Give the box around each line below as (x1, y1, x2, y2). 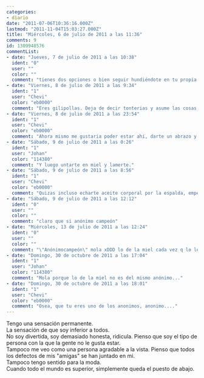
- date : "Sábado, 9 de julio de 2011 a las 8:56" (6, 167, 135, 173)
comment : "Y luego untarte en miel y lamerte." (12, 162, 135, 168)
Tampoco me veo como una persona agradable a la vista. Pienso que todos (6, 346, 195, 353)
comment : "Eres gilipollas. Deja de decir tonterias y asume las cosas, (12, 105, 200, 111)
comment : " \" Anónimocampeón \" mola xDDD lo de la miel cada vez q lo (12, 247, 191, 253)
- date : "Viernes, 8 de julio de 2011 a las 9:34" (6, 83, 137, 89)
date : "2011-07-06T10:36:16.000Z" (6, 20, 94, 26)
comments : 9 (6, 37, 36, 43)
